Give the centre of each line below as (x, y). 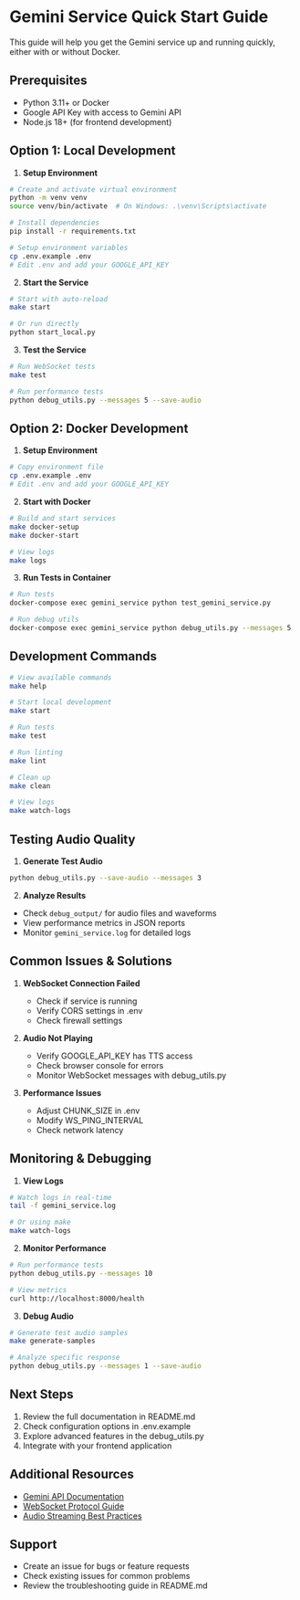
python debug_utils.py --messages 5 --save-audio (106, 400)
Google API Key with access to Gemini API (102, 112)
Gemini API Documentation (73, 1496)
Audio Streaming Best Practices (83, 1516)
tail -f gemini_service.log (63, 1206)
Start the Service (56, 282)
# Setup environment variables (69, 247)
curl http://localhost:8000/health (77, 1299)
